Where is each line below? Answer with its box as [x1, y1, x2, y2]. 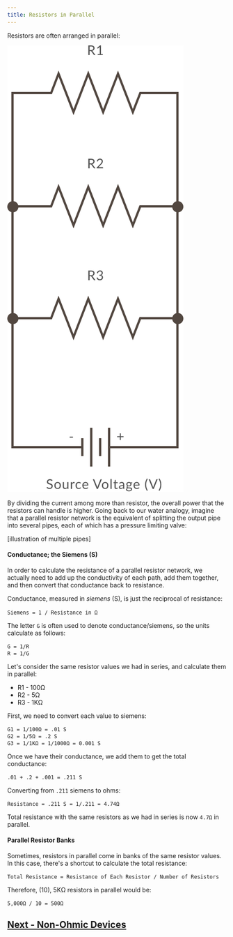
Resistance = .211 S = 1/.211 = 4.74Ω [7, 800, 120, 807]
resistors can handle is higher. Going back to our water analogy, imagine [7, 506, 214, 514]
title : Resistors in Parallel [7, 11, 95, 18]
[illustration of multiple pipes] [7, 534, 92, 543]
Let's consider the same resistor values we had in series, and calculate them [7, 662, 227, 670]
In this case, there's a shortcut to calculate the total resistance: [7, 859, 188, 868]
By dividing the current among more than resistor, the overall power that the [7, 499, 225, 507]
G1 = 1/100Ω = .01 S [7, 726, 67, 733]
